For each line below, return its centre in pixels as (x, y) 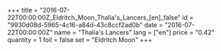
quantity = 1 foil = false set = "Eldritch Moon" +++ (80, 40)
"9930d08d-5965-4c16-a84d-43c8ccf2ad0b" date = (85, 25)
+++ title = (23, 10)
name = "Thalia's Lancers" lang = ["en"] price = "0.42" (134, 32)
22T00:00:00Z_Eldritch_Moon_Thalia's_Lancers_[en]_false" (94, 17)
